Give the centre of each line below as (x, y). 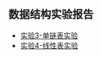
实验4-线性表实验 (49, 45)
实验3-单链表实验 (49, 35)
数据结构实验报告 (51, 14)
